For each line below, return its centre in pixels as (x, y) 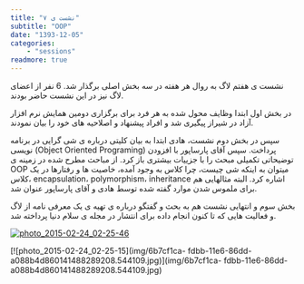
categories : (33, 43)
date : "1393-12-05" (47, 34)
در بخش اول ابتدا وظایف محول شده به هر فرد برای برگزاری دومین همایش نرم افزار (151, 113)
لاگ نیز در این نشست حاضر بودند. (67, 95)
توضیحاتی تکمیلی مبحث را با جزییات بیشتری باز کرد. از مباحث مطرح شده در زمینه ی (152, 159)
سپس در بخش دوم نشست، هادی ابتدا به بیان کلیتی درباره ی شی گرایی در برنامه (145, 140)
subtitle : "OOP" (41, 26)
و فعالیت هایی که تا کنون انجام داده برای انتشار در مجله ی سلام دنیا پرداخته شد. (143, 215)
